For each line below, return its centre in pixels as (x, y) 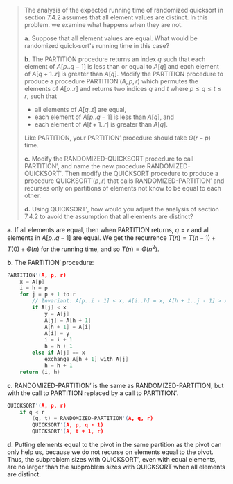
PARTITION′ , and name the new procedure (85, 166)
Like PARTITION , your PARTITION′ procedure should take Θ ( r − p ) (118, 138)
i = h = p (34, 288)
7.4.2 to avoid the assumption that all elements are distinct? (109, 216)
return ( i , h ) (40, 372)
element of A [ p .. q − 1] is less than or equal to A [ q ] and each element (122, 66)
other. (33, 195)
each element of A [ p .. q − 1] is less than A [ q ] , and (104, 117)
